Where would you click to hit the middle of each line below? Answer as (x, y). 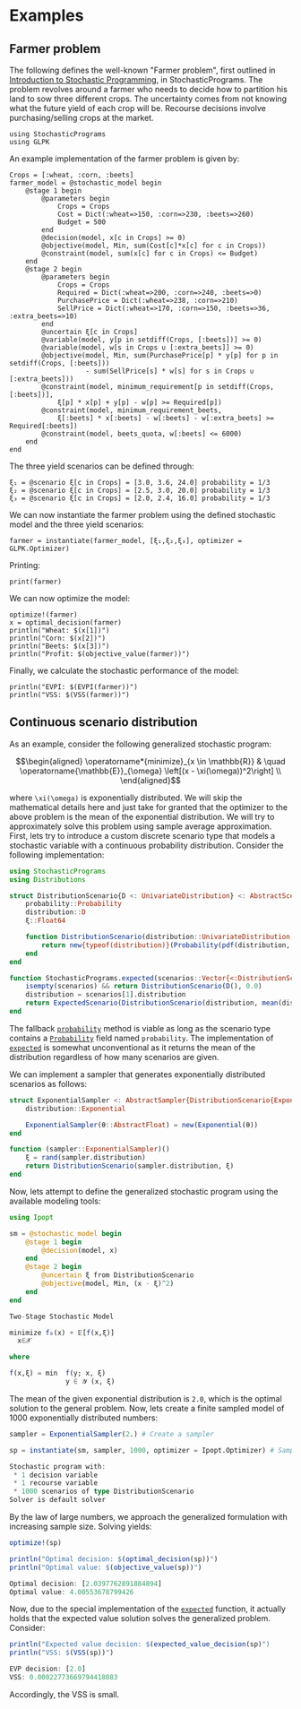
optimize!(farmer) (43, 615)
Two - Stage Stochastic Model (62, 1316)
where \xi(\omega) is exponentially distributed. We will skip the (126, 798)
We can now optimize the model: (70, 598)
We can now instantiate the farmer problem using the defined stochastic (142, 515)
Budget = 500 (81, 222)
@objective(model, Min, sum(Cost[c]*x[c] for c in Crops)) (154, 246)
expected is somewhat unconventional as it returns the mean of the (133, 1047)
